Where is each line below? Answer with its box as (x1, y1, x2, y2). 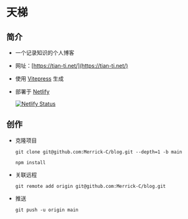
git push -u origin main (15, 207, 79, 213)
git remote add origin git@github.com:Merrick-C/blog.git (15, 183, 166, 189)
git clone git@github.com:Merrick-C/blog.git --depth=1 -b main (15, 149, 183, 155)
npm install (15, 159, 46, 165)
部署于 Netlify (15, 88, 50, 95)
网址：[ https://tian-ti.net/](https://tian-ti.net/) (15, 62, 128, 69)
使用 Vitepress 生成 (15, 75, 64, 82)
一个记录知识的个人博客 (15, 49, 74, 56)
